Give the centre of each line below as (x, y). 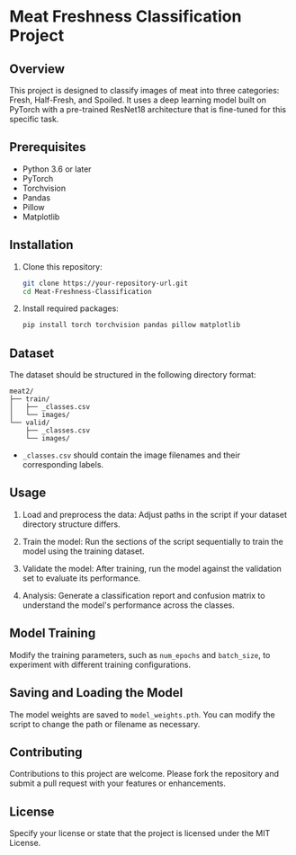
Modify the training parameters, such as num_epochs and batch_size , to (140, 655)
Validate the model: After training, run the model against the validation (152, 568)
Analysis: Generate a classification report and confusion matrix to (144, 595)
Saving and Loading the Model (96, 693)
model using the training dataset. (83, 551)
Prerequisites (48, 147)
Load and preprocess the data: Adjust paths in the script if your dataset (155, 514)
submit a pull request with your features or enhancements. (118, 783)
